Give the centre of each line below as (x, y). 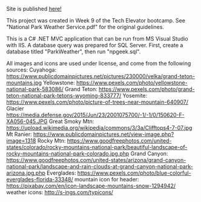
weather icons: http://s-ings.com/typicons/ (60, 192)
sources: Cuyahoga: (31, 70)
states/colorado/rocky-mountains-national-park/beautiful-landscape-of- (97, 147)
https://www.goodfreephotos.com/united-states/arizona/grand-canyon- (96, 160)
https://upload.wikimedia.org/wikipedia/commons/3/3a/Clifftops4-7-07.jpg (99, 128)
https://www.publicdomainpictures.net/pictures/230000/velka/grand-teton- (101, 76)
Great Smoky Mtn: (71, 121)
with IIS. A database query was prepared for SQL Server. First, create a (95, 45)
